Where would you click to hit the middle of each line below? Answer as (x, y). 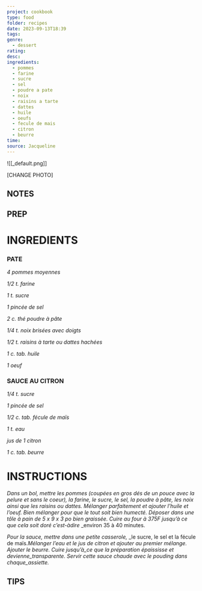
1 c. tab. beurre (26, 453)
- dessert (24, 46)
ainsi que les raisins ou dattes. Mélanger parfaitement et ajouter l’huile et (98, 506)
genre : (15, 40)
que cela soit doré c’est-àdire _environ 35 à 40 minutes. (76, 525)
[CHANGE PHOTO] (30, 175)
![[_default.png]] (27, 163)
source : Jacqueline (31, 146)
